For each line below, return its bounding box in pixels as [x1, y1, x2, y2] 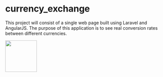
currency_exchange [5, 3, 90, 15]
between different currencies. [5, 30, 67, 36]
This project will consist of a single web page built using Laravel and [5, 20, 147, 26]
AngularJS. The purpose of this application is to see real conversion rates [5, 25, 158, 31]
